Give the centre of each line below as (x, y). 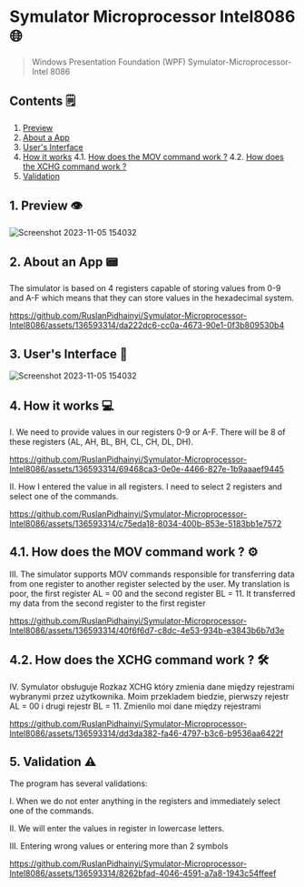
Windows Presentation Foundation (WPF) (108, 62)
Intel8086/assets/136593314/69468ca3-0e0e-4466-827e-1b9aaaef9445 (147, 469)
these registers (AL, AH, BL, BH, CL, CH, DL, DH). (101, 442)
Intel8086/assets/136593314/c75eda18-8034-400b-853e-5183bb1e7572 (146, 524)
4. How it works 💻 (62, 405)
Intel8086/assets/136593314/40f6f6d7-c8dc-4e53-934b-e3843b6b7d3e (147, 630)
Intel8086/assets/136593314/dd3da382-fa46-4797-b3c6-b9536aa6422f (147, 733)
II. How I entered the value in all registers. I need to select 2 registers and (146, 487)
